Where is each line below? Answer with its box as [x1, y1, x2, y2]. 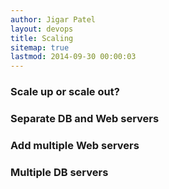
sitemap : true [10, 42, 70, 53]
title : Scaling [10, 33, 74, 43]
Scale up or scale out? [10, 85, 120, 99]
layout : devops [10, 24, 74, 34]
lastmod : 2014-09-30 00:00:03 [10, 52, 137, 62]
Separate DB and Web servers [10, 111, 160, 125]
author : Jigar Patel [10, 14, 97, 25]
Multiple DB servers [10, 165, 109, 179]
